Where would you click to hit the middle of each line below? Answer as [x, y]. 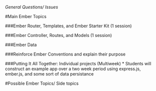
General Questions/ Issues [32, 7]
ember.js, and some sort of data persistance [49, 74]
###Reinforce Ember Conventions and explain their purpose [65, 54]
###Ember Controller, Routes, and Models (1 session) [58, 35]
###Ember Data [21, 45]
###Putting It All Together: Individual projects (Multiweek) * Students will [78, 64]
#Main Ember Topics [26, 16]
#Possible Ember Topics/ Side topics [42, 83]
